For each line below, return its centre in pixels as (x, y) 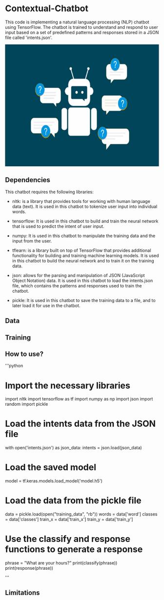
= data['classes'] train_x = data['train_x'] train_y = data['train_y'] (69, 520)
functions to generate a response (74, 550)
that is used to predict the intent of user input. (58, 226)
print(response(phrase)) (29, 568)
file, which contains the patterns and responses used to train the (77, 285)
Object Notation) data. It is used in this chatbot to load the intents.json (82, 280)
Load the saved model (51, 468)
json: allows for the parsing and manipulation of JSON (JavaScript (78, 275)
